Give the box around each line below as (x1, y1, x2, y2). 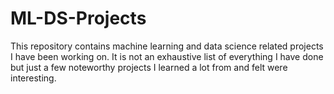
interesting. (10, 72, 57, 84)
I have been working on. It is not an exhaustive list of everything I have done (10, 50, 324, 62)
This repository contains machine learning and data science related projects (10, 40, 324, 52)
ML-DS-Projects (10, 7, 147, 30)
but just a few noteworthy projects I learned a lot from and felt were (10, 61, 288, 73)
